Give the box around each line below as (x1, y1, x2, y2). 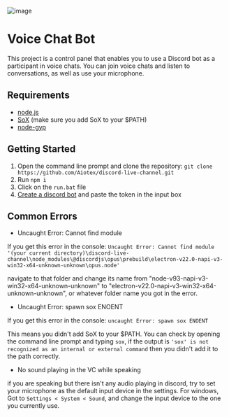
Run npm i (17, 175, 47, 183)
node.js (17, 108, 40, 116)
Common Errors (7, 210, 78, 222)
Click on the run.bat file (17, 183, 87, 191)
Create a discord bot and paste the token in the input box (17, 190, 182, 199)
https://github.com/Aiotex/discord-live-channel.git (17, 169, 175, 176)
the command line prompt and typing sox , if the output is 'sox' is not (7, 337, 209, 346)
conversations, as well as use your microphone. (7, 69, 145, 77)
